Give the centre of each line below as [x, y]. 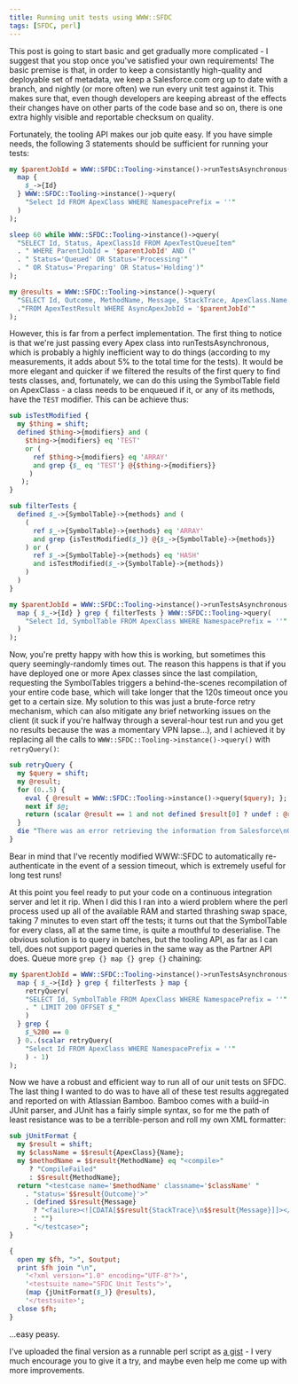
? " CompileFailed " [63, 1169]
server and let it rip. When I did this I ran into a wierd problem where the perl [149, 901]
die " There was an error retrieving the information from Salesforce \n [153, 831]
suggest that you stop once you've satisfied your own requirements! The [142, 60]
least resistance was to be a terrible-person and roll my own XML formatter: [148, 1120]
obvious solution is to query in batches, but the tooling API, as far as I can [144, 939]
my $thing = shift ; [53, 424]
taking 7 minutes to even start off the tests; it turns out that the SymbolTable [148, 920]
